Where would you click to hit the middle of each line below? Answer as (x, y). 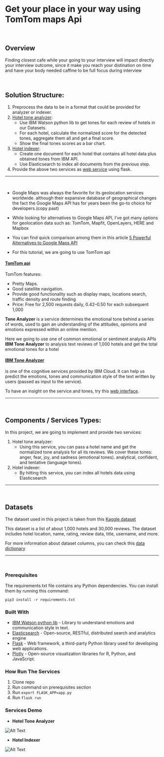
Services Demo (24, 710)
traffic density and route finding (44, 299)
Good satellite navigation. (38, 288)
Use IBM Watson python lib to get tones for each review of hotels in (87, 123)
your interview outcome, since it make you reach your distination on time (78, 65)
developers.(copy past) (36, 208)
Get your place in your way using (73, 9)
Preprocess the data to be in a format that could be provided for (76, 107)
